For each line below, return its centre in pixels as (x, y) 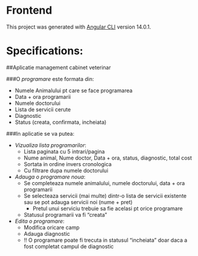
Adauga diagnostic (47, 233)
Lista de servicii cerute (43, 109)
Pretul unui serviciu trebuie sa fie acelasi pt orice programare (108, 208)
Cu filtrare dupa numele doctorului (66, 170)
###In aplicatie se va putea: (40, 133)
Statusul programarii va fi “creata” (65, 214)
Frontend (29, 10)
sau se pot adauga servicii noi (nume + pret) (78, 202)
